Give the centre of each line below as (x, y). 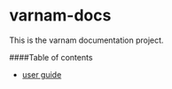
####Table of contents (51, 57)
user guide (42, 74)
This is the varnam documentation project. (86, 40)
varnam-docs (60, 16)
